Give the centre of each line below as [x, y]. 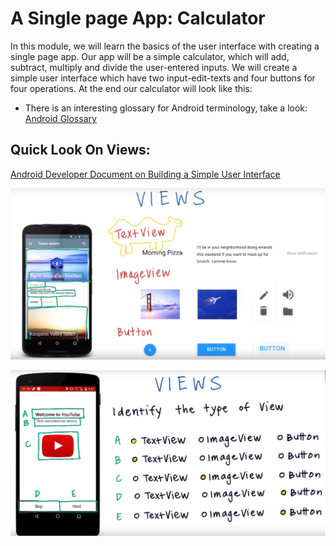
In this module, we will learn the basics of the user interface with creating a [165, 46]
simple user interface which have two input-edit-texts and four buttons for [163, 78]
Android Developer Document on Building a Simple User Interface [145, 174]
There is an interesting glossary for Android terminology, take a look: [166, 108]
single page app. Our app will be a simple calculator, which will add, [150, 56]
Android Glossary [60, 118]
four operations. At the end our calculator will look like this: [131, 88]
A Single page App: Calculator [138, 18]
